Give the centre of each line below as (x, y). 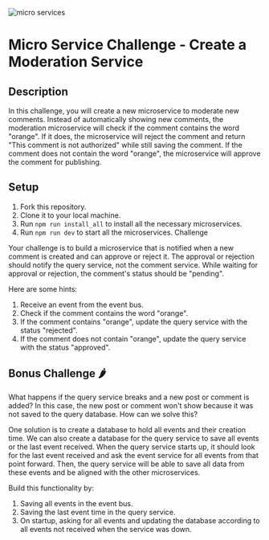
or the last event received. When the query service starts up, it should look (132, 447)
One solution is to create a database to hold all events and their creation (127, 429)
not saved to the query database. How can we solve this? (103, 414)
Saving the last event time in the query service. (98, 512)
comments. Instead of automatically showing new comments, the (116, 119)
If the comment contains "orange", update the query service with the (133, 321)
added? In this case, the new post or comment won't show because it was (131, 405)
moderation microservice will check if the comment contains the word (124, 128)
